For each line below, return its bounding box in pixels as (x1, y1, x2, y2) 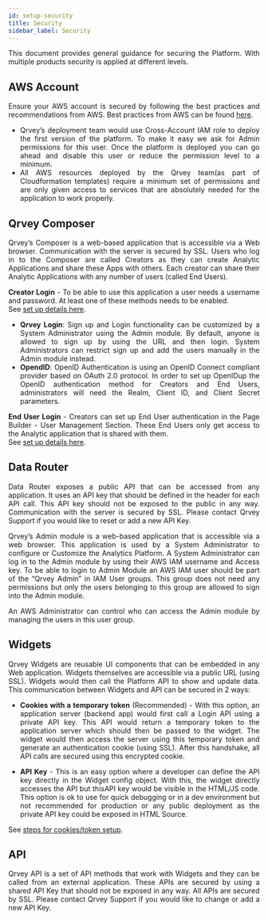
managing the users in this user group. (8, 614, 136, 624)
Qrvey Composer (8, 217, 96, 230)
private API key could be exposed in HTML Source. (19, 809, 187, 818)
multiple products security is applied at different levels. (8, 57, 189, 66)
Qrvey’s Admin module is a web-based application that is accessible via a (8, 531, 260, 541)
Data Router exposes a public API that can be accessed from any (8, 482, 260, 491)
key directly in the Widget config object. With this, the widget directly (19, 775, 260, 785)
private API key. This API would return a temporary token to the (19, 717, 260, 726)
